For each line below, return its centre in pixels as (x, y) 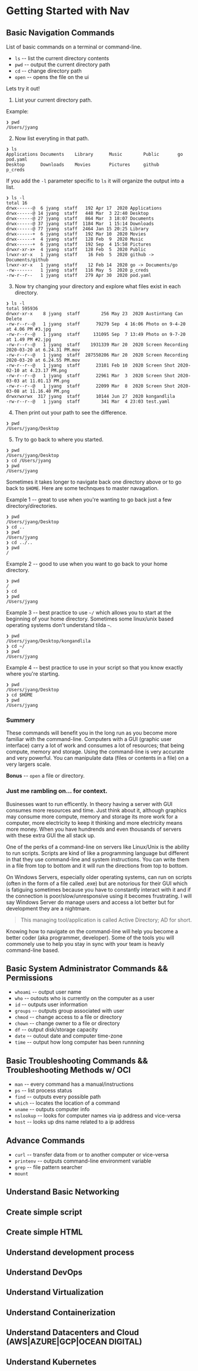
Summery (21, 720)
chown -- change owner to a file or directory (67, 1023)
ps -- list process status (43, 1091)
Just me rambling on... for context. (57, 791)
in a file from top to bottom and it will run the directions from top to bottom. (97, 866)
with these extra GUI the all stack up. (51, 835)
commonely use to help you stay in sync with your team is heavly (85, 944)
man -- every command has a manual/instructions (74, 1084)
